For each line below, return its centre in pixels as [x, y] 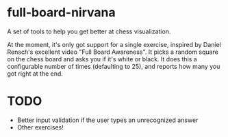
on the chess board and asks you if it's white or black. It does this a [102, 59]
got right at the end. [35, 74]
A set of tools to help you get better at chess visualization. [89, 31]
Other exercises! [40, 127]
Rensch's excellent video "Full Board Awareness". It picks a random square [113, 52]
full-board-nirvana [61, 13]
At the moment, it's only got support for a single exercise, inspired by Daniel [114, 44]
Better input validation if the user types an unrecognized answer [107, 120]
